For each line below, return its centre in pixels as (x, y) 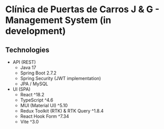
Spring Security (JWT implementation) (61, 78)
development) (36, 31)
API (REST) (24, 62)
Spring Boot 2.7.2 (38, 73)
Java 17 (28, 68)
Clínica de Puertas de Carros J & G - (82, 9)
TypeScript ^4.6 (37, 100)
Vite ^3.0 (30, 122)
